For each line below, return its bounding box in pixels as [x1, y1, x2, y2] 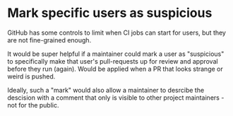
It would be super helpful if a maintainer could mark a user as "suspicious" [7, 50, 225, 58]
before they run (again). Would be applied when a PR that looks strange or [7, 64, 224, 73]
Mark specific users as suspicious [7, 5, 213, 21]
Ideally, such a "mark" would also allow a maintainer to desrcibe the [7, 86, 205, 94]
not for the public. [7, 100, 59, 109]
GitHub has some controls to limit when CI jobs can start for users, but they [7, 28, 226, 37]
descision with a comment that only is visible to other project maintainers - [7, 93, 225, 102]
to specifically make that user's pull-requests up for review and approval [7, 57, 218, 65]
